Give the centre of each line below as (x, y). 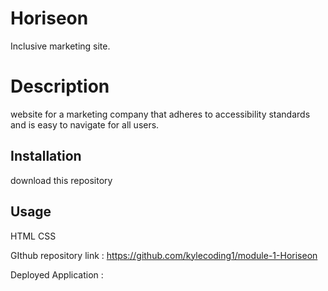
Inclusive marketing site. (60, 46)
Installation (46, 156)
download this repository (61, 180)
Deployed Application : (57, 274)
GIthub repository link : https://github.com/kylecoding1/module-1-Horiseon (164, 255)
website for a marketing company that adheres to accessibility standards (160, 114)
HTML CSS (33, 236)
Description (60, 86)
